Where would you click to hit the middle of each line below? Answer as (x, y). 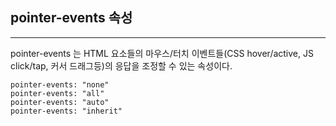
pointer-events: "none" (60, 84)
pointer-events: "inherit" (66, 111)
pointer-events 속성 (71, 18)
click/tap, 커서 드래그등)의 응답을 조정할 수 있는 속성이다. (121, 65)
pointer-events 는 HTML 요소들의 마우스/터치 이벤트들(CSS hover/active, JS (162, 53)
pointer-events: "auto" (60, 102)
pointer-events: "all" (57, 93)
